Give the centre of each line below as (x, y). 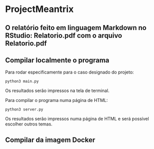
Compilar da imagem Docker (50, 140)
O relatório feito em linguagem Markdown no (76, 28)
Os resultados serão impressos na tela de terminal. (57, 90)
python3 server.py (24, 109)
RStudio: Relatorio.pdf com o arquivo (64, 35)
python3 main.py (22, 81)
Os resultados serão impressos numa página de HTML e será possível (77, 119)
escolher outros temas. (29, 124)
